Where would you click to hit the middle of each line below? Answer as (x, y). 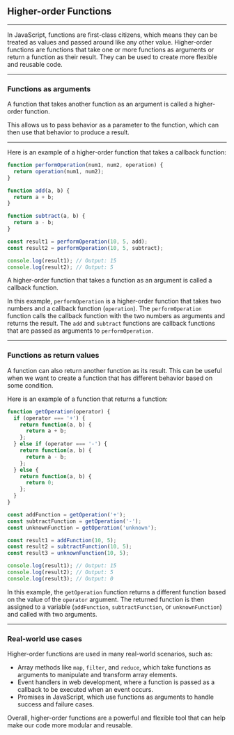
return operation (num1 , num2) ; (59, 171)
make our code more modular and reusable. (70, 725)
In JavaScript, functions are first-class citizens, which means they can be (112, 35)
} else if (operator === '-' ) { (61, 444)
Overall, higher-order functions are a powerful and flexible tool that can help (116, 718)
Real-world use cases (45, 638)
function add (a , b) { (39, 191)
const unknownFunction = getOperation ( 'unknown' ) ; (82, 528)
